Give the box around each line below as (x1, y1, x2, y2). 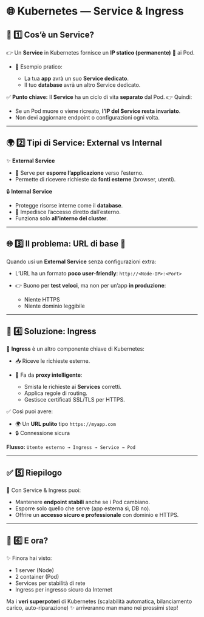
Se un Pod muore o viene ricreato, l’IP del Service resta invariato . (15, 107, 181, 115)
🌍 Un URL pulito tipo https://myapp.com (15, 420, 117, 428)
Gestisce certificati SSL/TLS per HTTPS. (24, 396, 126, 403)
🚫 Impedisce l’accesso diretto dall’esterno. (15, 208, 121, 215)
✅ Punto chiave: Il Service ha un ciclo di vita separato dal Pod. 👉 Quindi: (6, 93, 192, 101)
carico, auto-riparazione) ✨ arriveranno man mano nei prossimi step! (6, 604, 178, 612)
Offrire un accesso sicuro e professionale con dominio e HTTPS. (15, 511, 179, 519)
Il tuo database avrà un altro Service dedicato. (24, 81, 141, 89)
